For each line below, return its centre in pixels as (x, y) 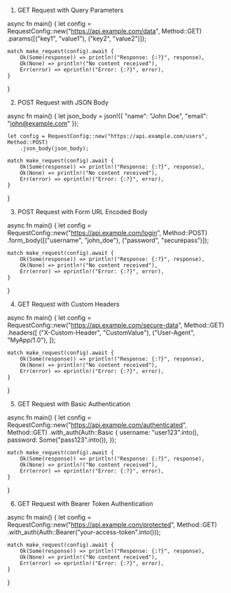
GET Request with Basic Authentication (74, 404)
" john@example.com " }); (43, 123)
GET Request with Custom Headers (69, 304)
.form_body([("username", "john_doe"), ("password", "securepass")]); (108, 240)
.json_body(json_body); (55, 148)
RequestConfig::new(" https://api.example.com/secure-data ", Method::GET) (116, 325)
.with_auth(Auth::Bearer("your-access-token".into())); (84, 532)
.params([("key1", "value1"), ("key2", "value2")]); (77, 39)
